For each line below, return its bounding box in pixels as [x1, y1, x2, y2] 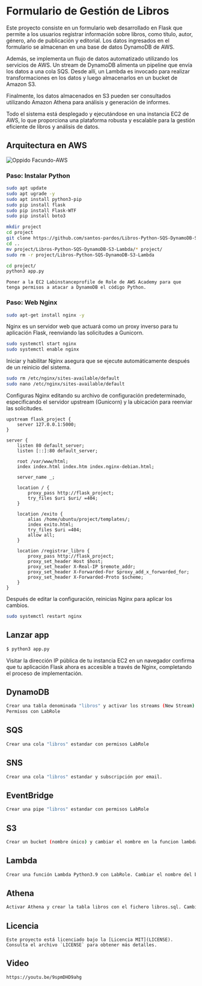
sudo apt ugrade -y [6, 191, 55, 197]
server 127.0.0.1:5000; [17, 421, 77, 428]
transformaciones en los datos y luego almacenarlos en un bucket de [6, 74, 178, 81]
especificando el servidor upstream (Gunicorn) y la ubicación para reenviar [6, 398, 192, 405]
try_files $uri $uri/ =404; [28, 495, 98, 501]
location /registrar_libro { [17, 547, 90, 554]
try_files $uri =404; [28, 526, 82, 533]
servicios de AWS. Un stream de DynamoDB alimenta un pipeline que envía [6, 61, 192, 69]
